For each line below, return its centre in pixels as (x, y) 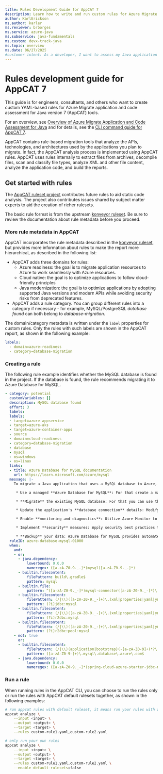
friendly (27, 283)
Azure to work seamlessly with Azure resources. (68, 273)
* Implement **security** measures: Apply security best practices (85, 528)
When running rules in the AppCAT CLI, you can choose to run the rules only (81, 690)
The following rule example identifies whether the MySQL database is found (81, 375)
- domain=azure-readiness (36, 347)
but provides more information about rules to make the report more (72, 247)
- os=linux (20, 461)
